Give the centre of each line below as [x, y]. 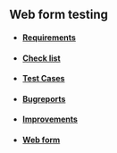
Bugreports [44, 98]
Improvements [50, 119]
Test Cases [43, 79]
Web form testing [59, 15]
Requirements [49, 37]
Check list [41, 58]
